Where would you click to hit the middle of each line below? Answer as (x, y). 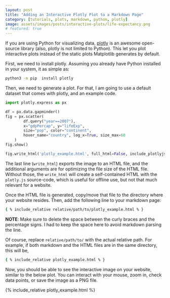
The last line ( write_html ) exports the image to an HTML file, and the (77, 163)
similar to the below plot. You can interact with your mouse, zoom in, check (83, 275)
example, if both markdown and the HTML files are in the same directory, (81, 245)
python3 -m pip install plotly (39, 78)
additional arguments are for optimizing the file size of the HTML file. (77, 169)
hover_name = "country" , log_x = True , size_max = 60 (74, 135)
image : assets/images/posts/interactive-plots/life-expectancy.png (78, 24)
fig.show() (17, 145)
